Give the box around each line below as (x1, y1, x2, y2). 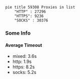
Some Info (5, 29, 31, 36)
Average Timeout (5, 42, 42, 48)
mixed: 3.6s (12, 53, 37, 59)
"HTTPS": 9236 (14, 14, 44, 19)
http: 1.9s (12, 58, 32, 65)
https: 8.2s (12, 64, 35, 70)
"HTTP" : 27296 (14, 9, 46, 14)
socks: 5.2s (12, 69, 37, 75)
